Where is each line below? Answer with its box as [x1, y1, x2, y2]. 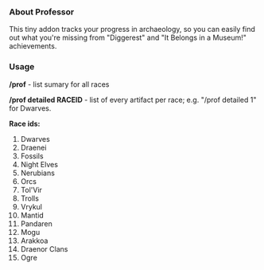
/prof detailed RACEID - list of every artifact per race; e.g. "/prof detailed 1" [9, 95, 257, 104]
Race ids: [9, 119, 41, 128]
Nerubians [20, 168, 55, 178]
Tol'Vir [20, 185, 43, 194]
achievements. [9, 41, 57, 51]
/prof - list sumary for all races [9, 79, 110, 89]
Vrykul [20, 202, 43, 211]
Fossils [20, 151, 44, 161]
